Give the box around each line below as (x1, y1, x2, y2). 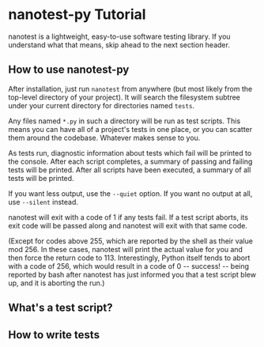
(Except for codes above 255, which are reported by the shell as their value (8, 236, 253, 246)
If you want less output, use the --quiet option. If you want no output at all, (8, 188, 253, 198)
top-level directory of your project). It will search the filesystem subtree (8, 92, 241, 102)
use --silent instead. (8, 197, 79, 206)
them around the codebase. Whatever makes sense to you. (8, 133, 201, 142)
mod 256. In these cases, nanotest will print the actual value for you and (8, 244, 243, 254)
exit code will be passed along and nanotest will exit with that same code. (8, 221, 247, 230)
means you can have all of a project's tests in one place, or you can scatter (8, 124, 253, 134)
